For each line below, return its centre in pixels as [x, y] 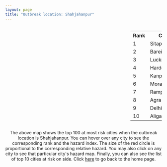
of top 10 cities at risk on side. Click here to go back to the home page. [83, 159]
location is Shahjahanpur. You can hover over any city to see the [83, 138]
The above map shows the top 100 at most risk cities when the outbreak [83, 132]
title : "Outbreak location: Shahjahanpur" [50, 14]
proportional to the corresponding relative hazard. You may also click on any [83, 148]
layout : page [19, 10]
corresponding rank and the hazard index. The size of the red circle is [83, 143]
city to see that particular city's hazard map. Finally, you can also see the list [83, 154]
